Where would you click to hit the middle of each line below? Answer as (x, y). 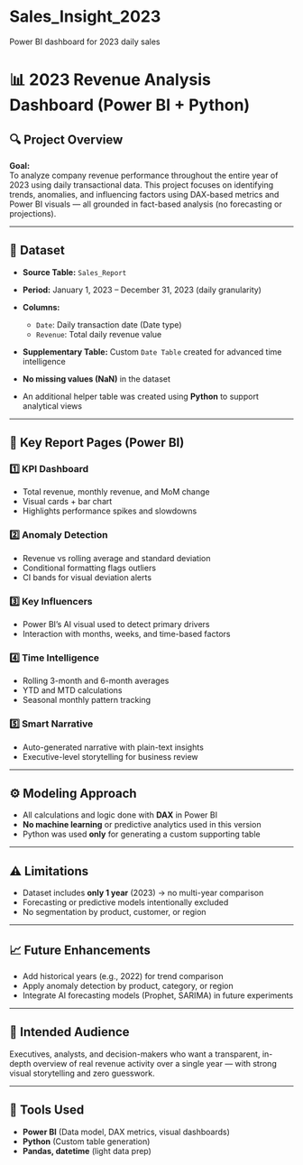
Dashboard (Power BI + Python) (130, 105)
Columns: (41, 307)
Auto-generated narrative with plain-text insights (113, 747)
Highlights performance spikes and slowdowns (110, 511)
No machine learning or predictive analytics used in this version (142, 825)
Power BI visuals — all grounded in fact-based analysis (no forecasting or (146, 204)
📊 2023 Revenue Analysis (110, 80)
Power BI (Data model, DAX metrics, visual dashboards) (126, 1132)
